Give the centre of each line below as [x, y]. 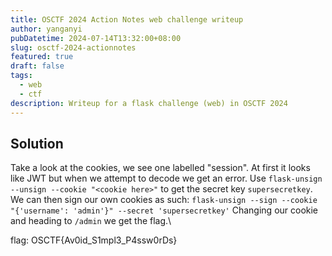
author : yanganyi [46, 29]
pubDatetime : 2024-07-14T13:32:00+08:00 [96, 38]
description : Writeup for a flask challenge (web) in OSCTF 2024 [149, 103]
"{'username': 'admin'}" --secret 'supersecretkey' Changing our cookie [164, 210]
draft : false [37, 66]
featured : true [42, 57]
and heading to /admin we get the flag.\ [91, 221]
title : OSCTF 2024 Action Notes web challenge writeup [127, 19]
